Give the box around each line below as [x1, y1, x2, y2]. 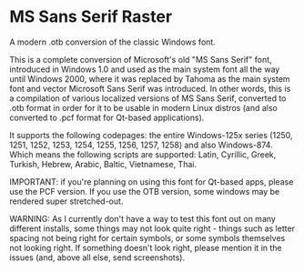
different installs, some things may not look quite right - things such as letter [9, 223, 296, 234]
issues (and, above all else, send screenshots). [9, 252, 186, 263]
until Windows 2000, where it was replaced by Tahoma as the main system [9, 73, 290, 84]
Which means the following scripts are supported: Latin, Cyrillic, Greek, [9, 148, 277, 160]
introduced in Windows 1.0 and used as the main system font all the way [9, 64, 280, 75]
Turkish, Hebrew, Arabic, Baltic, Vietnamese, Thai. [9, 158, 198, 169]
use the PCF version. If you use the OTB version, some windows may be [9, 186, 280, 196]
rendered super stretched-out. [9, 196, 124, 207]
